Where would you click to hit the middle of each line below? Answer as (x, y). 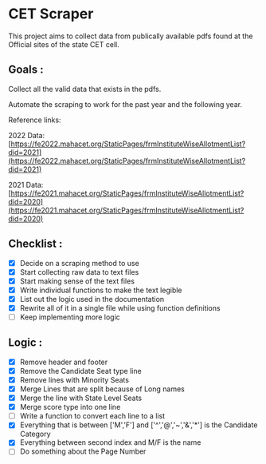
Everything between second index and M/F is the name (110, 442)
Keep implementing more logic (70, 317)
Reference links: (35, 120)
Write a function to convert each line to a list (92, 416)
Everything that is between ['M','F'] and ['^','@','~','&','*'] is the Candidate (139, 425)
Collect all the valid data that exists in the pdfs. (85, 89)
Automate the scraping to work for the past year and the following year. (125, 104)
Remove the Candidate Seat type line (80, 371)
